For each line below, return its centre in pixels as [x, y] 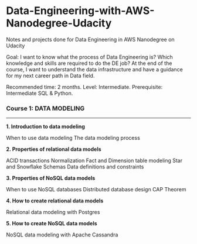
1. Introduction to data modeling [45, 126]
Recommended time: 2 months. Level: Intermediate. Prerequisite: [84, 87]
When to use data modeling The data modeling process [73, 138]
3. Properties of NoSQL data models [51, 178]
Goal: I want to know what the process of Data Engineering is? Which [89, 57]
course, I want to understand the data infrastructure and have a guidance [94, 69]
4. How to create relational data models [55, 201]
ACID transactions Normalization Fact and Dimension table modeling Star [94, 161]
